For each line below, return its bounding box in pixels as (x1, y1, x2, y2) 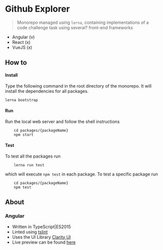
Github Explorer (5, 3, 70, 15)
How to (5, 58, 27, 67)
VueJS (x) (12, 44, 33, 50)
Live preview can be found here (12, 239, 76, 245)
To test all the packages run (5, 153, 61, 159)
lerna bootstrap (5, 97, 38, 103)
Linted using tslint (12, 229, 48, 234)
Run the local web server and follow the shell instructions (5, 118, 120, 125)
